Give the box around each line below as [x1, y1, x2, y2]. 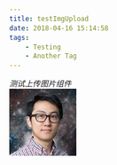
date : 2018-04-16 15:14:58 [9, 23, 109, 33]
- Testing [25, 43, 62, 51]
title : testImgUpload [9, 14, 90, 23]
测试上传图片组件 [9, 78, 72, 89]
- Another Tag [25, 51, 77, 61]
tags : [9, 33, 29, 42]
